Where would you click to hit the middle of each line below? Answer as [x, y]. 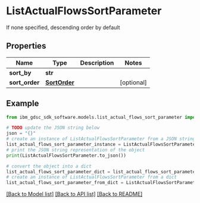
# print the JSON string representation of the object [76, 150]
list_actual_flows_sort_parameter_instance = [63, 145]
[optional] [134, 83]
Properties [26, 46]
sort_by [20, 72]
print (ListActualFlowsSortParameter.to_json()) [66, 156]
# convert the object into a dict [49, 166]
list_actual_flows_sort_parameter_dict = [58, 172]
